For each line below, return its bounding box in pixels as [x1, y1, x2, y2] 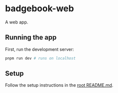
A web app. [5, 19, 29, 25]
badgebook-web [5, 3, 74, 14]
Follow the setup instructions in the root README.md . [5, 82, 114, 88]
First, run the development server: [5, 46, 74, 52]
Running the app [5, 33, 57, 42]
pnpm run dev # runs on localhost [5, 56, 76, 61]
